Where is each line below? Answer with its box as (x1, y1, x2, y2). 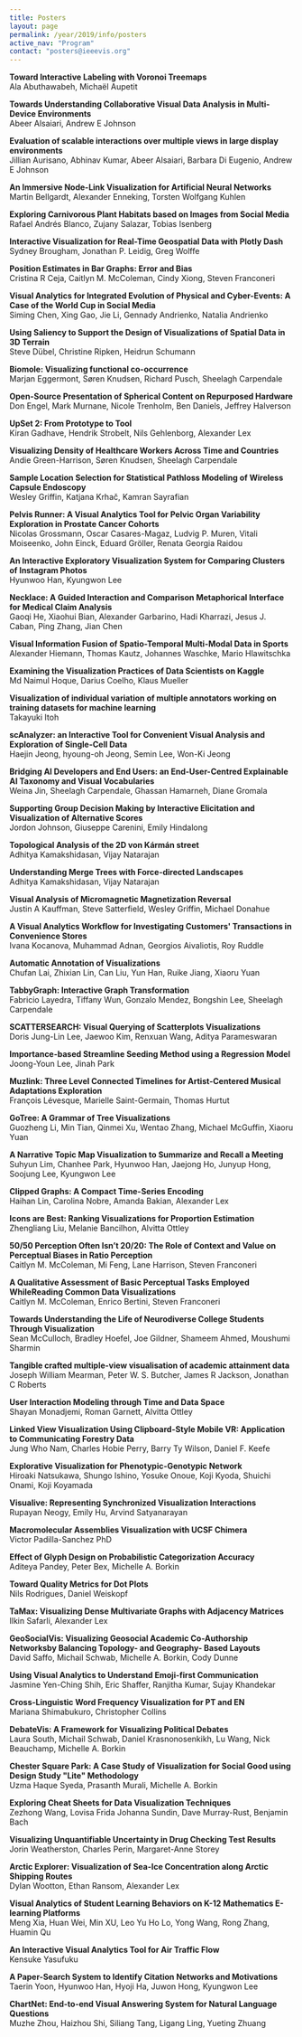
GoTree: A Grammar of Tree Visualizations (9, 1113, 171, 1124)
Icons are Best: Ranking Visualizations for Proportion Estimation (9, 1213, 255, 1224)
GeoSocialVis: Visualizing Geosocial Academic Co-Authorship (9, 1633, 249, 1644)
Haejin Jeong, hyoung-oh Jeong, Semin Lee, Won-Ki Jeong (9, 749, 232, 759)
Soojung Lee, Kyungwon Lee (9, 1168, 116, 1180)
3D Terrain (9, 336, 50, 348)
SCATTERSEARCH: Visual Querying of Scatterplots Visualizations (9, 1022, 261, 1033)
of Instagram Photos (9, 565, 87, 576)
